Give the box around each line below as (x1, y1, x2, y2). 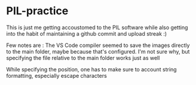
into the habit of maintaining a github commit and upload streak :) (6, 30, 167, 37)
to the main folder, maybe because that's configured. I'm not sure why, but (6, 48, 190, 55)
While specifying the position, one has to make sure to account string (6, 65, 177, 73)
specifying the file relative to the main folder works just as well (6, 54, 160, 61)
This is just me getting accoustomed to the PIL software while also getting (6, 24, 188, 31)
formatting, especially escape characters (6, 72, 108, 79)
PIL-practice (6, 4, 69, 18)
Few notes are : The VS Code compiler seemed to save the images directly (6, 42, 190, 49)
